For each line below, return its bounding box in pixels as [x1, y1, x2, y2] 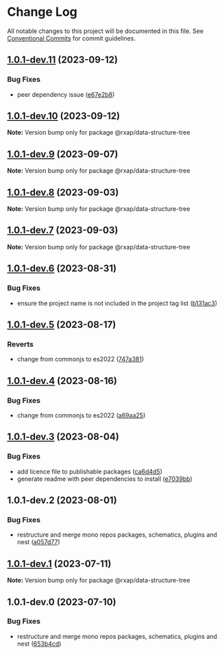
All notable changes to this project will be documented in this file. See [7, 27, 204, 35]
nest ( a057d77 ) [16, 538, 60, 546]
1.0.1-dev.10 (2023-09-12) [7, 111, 121, 122]
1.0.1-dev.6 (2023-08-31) [7, 262, 117, 275]
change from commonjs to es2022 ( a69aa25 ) [16, 411, 146, 419]
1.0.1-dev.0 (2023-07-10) [7, 596, 116, 608]
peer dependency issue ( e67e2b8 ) [16, 90, 115, 98]
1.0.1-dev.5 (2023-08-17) [7, 319, 116, 330]
